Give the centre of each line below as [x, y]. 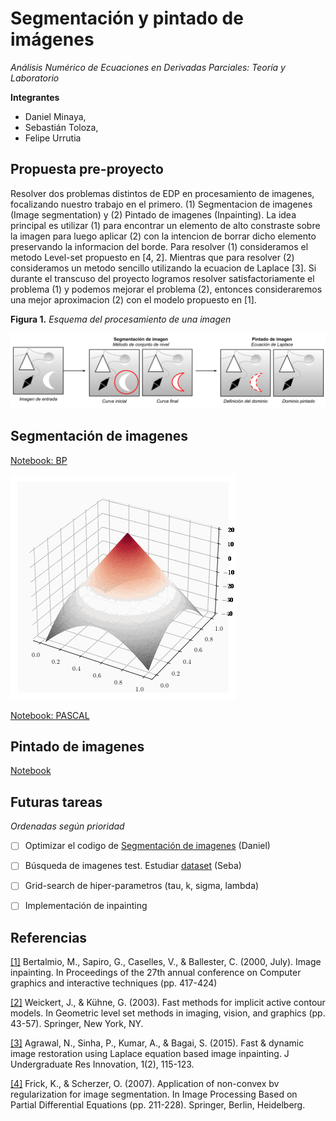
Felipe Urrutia [53, 138]
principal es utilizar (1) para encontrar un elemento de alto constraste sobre [165, 225]
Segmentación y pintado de [127, 18]
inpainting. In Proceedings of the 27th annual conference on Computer [156, 973]
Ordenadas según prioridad [67, 826]
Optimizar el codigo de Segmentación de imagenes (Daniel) [147, 846]
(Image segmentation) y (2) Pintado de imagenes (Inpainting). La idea [153, 214]
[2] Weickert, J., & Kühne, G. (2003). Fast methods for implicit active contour [168, 1003]
